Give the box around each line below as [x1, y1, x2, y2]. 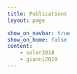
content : [7, 43, 33, 50]
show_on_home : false [7, 36, 68, 43]
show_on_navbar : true [7, 30, 71, 37]
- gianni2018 [20, 56, 58, 63]
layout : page [7, 17, 45, 24]
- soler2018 [20, 49, 55, 56]
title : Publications [7, 10, 68, 18]
